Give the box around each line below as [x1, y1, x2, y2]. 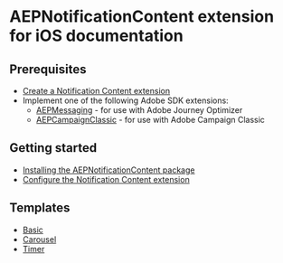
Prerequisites [9, 61, 87, 77]
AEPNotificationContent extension [9, 6, 274, 27]
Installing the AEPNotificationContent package [22, 164, 195, 175]
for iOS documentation [9, 25, 184, 46]
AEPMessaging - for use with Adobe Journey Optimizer [35, 105, 243, 115]
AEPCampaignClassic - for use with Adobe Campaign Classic [35, 115, 265, 125]
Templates [9, 201, 71, 216]
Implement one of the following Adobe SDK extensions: [22, 95, 229, 106]
